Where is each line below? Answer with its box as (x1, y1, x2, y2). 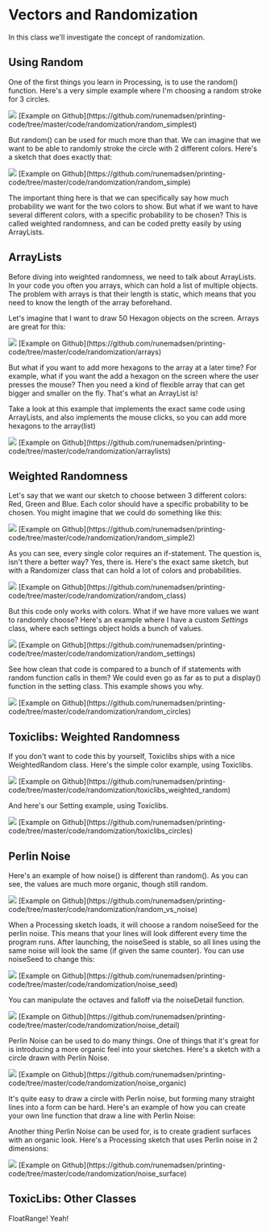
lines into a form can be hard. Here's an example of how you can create (8, 1102, 246, 1112)
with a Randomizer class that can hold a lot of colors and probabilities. (8, 566, 242, 575)
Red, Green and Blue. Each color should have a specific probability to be (8, 499, 249, 509)
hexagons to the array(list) (8, 421, 97, 430)
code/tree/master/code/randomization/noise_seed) (8, 980, 178, 989)
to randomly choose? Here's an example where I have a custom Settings (8, 615, 248, 625)
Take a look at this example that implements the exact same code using (8, 404, 246, 413)
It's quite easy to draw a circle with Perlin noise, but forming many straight (8, 1094, 255, 1103)
